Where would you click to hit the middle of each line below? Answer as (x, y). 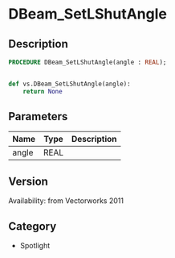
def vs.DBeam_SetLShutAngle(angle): (69, 84)
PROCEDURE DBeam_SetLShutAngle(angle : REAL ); (87, 62)
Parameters (38, 117)
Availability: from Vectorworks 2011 (66, 201)
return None (43, 91)
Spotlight (35, 246)
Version (28, 181)
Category (33, 226)
